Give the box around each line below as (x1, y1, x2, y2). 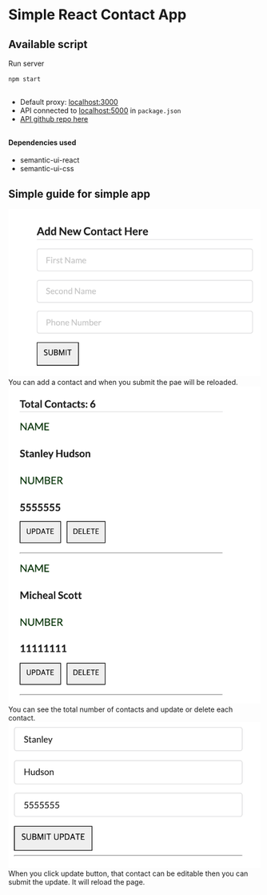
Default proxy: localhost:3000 (19, 98, 118, 107)
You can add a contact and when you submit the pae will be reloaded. (8, 377, 238, 387)
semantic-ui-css (19, 164, 74, 174)
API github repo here (19, 114, 89, 124)
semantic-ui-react (19, 155, 80, 165)
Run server (8, 58, 45, 68)
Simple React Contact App (8, 6, 187, 24)
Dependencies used (8, 138, 77, 147)
